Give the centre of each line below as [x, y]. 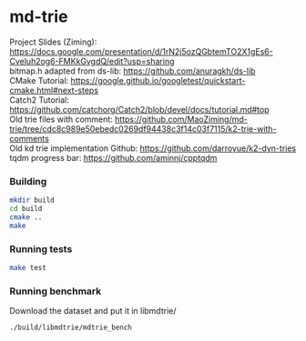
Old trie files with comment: [61, 119]
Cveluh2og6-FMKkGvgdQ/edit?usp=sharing [92, 61]
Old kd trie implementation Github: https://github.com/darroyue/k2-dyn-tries [153, 148]
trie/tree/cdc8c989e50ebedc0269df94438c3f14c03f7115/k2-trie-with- [143, 128]
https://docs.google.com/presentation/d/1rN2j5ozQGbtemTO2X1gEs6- [141, 51]
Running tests [41, 249]
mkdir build [32, 201]
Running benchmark [56, 291]
